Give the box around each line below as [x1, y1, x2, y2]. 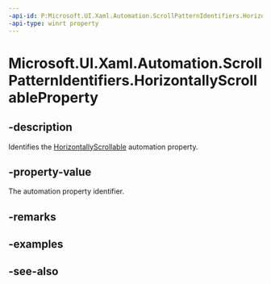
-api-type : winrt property [8, 19, 99, 27]
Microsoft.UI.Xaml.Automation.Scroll [8, 54, 263, 73]
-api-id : [8, 11, 38, 20]
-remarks [8, 210, 56, 223]
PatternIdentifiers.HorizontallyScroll [8, 71, 258, 90]
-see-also [8, 265, 59, 278]
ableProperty [8, 88, 99, 106]
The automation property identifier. [8, 186, 125, 196]
